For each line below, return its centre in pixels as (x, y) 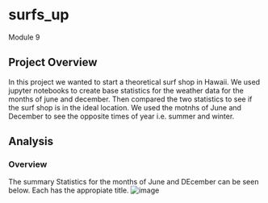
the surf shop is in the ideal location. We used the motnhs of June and (125, 107)
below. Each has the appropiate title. (69, 190)
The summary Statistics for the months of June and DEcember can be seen (134, 182)
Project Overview (53, 62)
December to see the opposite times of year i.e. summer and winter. (121, 116)
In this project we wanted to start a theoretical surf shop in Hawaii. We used (134, 81)
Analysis (31, 141)
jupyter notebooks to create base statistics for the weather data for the (126, 90)
